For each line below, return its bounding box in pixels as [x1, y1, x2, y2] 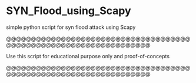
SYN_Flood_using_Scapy [6, 4, 131, 18]
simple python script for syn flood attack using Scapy [6, 24, 136, 31]
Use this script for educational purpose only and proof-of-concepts [6, 52, 170, 59]
